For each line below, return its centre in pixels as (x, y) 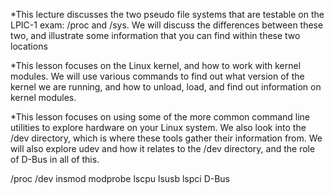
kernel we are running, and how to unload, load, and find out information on (166, 87)
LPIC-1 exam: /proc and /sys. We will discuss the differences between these (167, 25)
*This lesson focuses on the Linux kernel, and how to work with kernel (156, 65)
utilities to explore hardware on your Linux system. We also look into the (158, 127)
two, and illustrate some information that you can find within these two (155, 35)
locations (29, 46)
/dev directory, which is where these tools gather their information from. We (166, 138)
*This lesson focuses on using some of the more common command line (160, 117)
